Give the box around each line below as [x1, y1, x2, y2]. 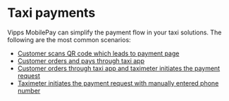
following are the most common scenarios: [7, 35, 132, 43]
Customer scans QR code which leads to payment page [17, 49, 180, 58]
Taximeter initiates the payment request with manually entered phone [17, 79, 219, 87]
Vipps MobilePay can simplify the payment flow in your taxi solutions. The [7, 28, 222, 36]
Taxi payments [7, 5, 96, 21]
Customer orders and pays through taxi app [17, 56, 144, 65]
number [17, 86, 41, 95]
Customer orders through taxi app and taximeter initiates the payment [17, 64, 221, 72]
